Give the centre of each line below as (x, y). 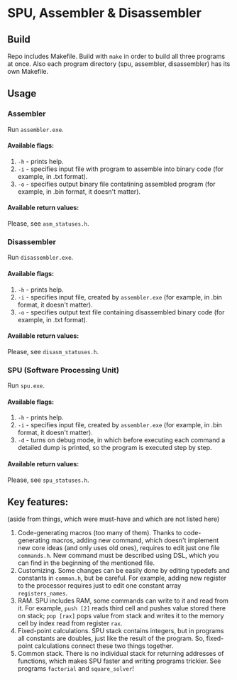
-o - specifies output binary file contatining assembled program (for (116, 184)
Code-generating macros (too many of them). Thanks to (100, 533)
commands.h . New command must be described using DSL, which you (118, 556)
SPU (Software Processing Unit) (63, 370)
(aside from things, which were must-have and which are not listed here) (114, 519)
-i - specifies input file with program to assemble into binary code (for (121, 169)
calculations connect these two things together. (104, 646)
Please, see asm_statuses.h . (48, 224)
